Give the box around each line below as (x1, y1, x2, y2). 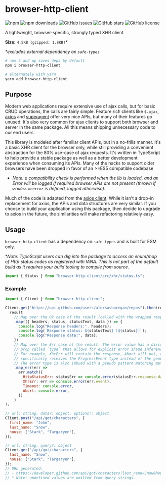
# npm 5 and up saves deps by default (5, 58, 85, 63)
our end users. (5, 130, 35, 136)
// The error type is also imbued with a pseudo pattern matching (14, 361, 154, 366)
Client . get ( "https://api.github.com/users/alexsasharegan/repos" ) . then (5, 306, 156, 311)
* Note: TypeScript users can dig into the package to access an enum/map (5, 254, 157, 260)
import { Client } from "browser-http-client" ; (5, 296, 105, 302)
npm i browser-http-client (5, 63, 61, 68)
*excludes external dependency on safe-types (5, 49, 100, 54)
